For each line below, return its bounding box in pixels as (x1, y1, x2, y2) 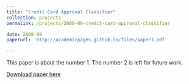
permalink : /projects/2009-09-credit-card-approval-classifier (6, 20, 171, 26)
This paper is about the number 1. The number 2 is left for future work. (6, 59, 184, 66)
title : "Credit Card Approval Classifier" (6, 9, 116, 15)
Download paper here (6, 71, 61, 78)
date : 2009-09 (6, 31, 43, 37)
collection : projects (6, 15, 62, 21)
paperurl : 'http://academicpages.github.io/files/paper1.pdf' (6, 37, 168, 43)
